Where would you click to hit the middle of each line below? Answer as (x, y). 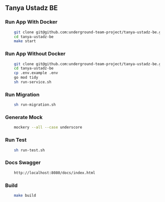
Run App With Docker (31, 22)
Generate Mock (24, 117)
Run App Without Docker (35, 54)
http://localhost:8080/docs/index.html (55, 173)
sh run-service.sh (33, 82)
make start (25, 41)
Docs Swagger (23, 162)
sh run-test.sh (29, 150)
